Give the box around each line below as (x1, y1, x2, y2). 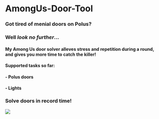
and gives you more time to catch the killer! (5, 51, 96, 57)
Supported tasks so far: (5, 63, 55, 69)
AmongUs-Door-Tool (5, 3, 93, 14)
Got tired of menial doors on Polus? (5, 21, 92, 28)
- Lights (5, 85, 22, 91)
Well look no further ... (5, 34, 60, 41)
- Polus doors (5, 74, 34, 79)
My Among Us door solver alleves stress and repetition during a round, (5, 46, 155, 52)
